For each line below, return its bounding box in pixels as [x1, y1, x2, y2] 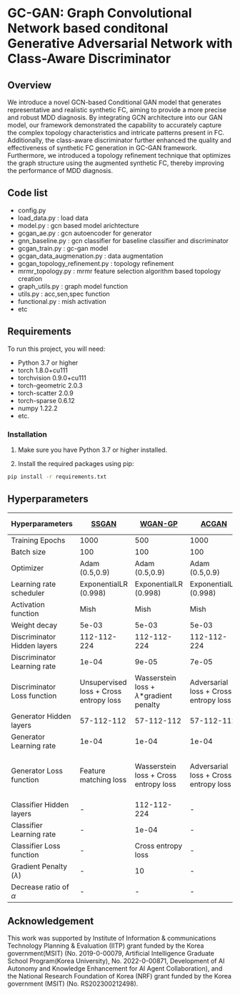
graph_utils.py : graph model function [17, 282, 129, 290]
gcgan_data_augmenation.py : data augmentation [17, 252, 164, 260]
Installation [7, 429, 48, 439]
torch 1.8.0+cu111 [17, 366, 68, 375]
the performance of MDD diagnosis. [7, 167, 113, 174]
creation [17, 274, 43, 283]
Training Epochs [11, 535, 66, 545]
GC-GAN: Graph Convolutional [7, 5, 192, 21]
